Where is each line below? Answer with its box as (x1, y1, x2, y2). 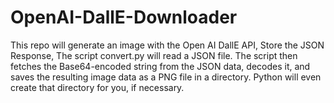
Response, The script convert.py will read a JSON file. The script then (10, 49, 298, 61)
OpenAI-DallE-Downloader (10, 6, 238, 29)
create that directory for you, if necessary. (10, 81, 185, 93)
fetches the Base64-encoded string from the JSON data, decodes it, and (10, 60, 311, 72)
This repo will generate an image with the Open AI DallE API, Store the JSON (10, 39, 325, 51)
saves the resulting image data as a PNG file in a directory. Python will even (10, 71, 322, 83)
